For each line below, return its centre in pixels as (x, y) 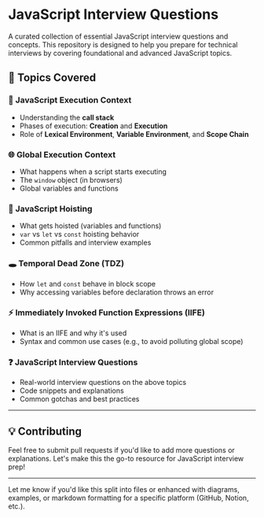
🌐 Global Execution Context (62, 154)
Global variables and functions (69, 188)
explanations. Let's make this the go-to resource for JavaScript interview (126, 458)
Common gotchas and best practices (79, 399)
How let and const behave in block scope (88, 283)
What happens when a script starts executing (93, 172)
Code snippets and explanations (71, 390)
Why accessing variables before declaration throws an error (117, 292)
